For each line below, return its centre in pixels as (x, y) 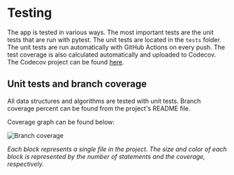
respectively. (25, 164)
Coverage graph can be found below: (61, 122)
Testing (30, 13)
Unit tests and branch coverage (77, 84)
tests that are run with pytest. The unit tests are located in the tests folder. (114, 39)
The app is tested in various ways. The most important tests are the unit (111, 32)
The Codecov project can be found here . (66, 62)
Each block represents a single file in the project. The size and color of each (117, 149)
